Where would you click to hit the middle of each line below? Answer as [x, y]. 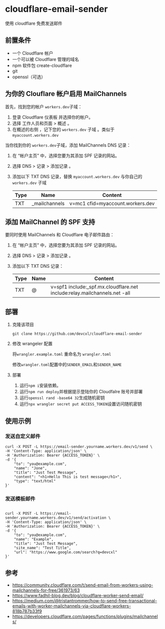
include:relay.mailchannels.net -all [91, 293]
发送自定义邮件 [23, 436]
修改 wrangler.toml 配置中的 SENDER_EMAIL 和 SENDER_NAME [67, 365]
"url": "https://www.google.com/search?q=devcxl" [66, 552]
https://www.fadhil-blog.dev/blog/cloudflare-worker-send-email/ [78, 595]
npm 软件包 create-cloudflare [42, 65]
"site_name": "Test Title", [42, 548]
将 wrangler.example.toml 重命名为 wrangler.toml [62, 354]
